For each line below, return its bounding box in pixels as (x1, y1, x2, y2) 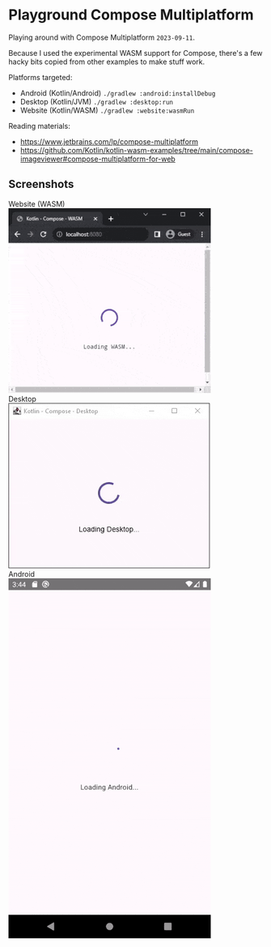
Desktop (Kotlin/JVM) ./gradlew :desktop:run (19, 96, 174, 106)
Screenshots (8, 177, 74, 191)
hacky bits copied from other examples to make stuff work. (8, 57, 205, 66)
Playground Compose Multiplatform (8, 6, 254, 24)
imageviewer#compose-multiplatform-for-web (19, 154, 176, 164)
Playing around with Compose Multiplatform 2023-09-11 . (8, 32, 196, 42)
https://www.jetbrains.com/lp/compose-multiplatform (19, 136, 199, 147)
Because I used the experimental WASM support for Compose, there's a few (8, 48, 263, 58)
